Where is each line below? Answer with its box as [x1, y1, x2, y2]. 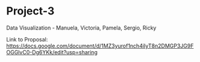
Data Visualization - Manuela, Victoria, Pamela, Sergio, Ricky [6, 24, 157, 31]
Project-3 [6, 4, 55, 18]
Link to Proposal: [6, 36, 48, 43]
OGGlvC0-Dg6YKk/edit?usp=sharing [6, 48, 98, 55]
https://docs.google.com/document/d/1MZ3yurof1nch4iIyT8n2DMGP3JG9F [6, 42, 194, 49]
